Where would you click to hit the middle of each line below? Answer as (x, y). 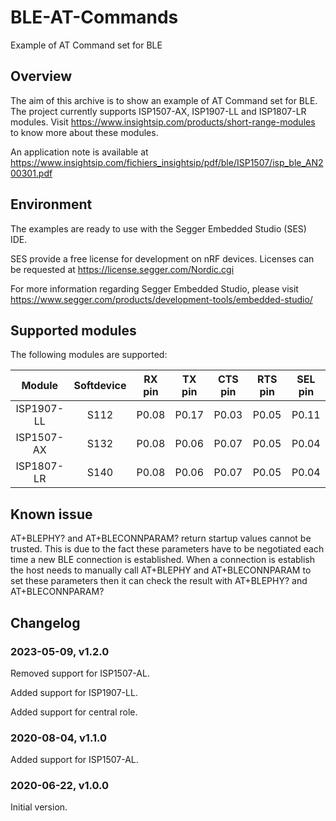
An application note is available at (79, 152)
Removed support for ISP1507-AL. (80, 673)
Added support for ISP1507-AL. (74, 760)
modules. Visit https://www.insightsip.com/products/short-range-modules (163, 122)
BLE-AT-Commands (94, 17)
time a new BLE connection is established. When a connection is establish (163, 560)
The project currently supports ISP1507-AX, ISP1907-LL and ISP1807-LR (158, 111)
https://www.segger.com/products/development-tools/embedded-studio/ (161, 299)
